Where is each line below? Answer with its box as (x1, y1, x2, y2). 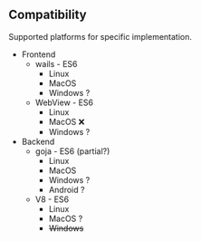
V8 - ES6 (34, 194, 70, 205)
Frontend (21, 49, 56, 60)
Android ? (48, 184, 85, 195)
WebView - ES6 (34, 97, 94, 108)
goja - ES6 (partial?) (34, 145, 110, 157)
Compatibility (8, 7, 87, 23)
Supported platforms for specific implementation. (8, 31, 192, 42)
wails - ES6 (34, 58, 78, 69)
